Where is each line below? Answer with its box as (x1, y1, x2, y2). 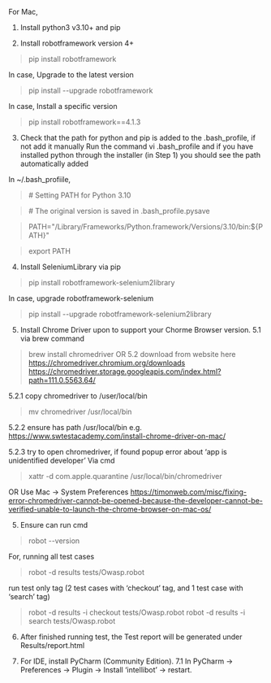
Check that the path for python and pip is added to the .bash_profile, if (19, 133, 256, 142)
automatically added (19, 159, 89, 168)
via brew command (19, 333, 85, 343)
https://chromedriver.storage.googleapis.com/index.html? (28, 367, 222, 376)
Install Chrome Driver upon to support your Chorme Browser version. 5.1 (19, 325, 261, 334)
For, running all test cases (8, 552, 95, 561)
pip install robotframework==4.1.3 (28, 117, 141, 127)
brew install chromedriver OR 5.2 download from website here (28, 350, 237, 359)
